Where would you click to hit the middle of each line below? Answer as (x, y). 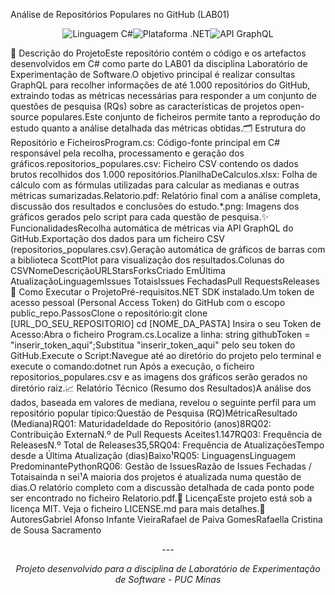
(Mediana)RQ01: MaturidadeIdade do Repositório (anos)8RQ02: (141, 423)
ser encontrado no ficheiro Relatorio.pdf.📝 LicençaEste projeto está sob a (161, 498)
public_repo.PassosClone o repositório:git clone (109, 313)
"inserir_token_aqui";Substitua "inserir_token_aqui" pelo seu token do (153, 345)
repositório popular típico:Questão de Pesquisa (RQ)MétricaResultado (154, 413)
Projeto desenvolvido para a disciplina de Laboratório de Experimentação (168, 568)
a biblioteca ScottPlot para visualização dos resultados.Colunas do (147, 260)
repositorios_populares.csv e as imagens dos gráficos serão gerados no (159, 377)
